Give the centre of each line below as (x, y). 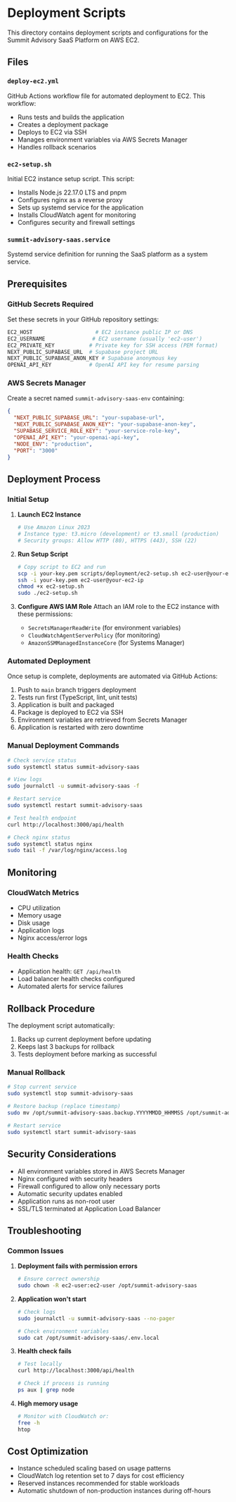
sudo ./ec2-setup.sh (47, 593)
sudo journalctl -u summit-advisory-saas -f (73, 786)
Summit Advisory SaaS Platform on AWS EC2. (73, 39)
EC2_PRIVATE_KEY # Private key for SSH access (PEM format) (113, 345)
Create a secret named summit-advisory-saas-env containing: (96, 398)
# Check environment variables (63, 1331)
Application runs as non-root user (66, 1201)
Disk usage (34, 923)
